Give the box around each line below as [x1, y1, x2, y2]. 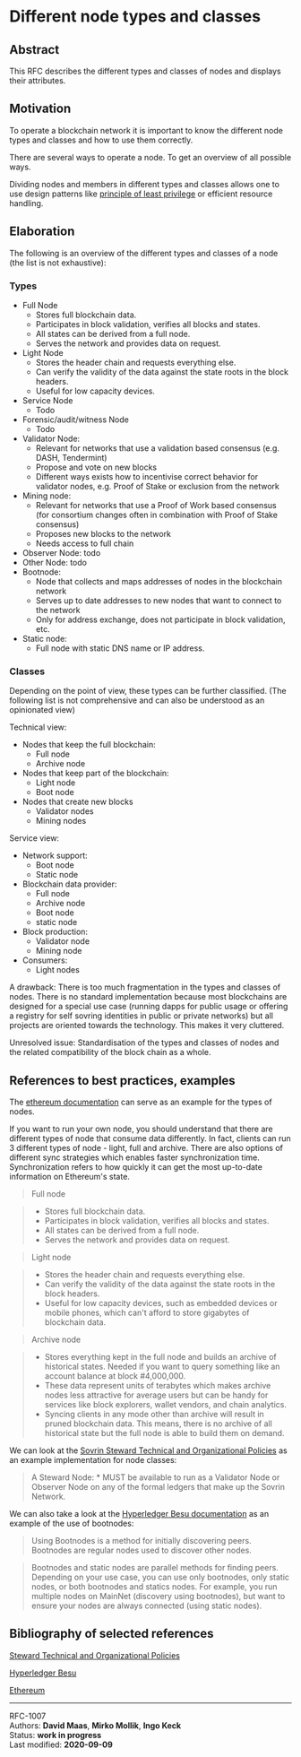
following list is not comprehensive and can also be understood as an [9, 695, 265, 705]
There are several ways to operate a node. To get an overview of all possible [9, 151, 292, 162]
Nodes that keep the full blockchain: [21, 740, 156, 750]
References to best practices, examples [9, 1073, 236, 1088]
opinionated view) [9, 705, 76, 715]
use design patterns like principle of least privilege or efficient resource [9, 188, 273, 199]
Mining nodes [35, 816, 87, 827]
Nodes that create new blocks [21, 796, 133, 808]
